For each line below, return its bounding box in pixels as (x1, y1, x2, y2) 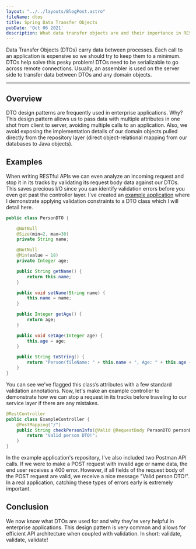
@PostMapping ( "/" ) (16, 422, 61, 427)
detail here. (6, 203, 33, 210)
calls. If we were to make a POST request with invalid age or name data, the (6, 460, 188, 467)
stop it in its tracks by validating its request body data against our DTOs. (6, 179, 179, 186)
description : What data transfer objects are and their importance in (6, 30, 181, 36)
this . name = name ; (27, 295, 72, 301)
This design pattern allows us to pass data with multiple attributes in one (6, 115, 180, 122)
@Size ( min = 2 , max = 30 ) (16, 231, 69, 237)
